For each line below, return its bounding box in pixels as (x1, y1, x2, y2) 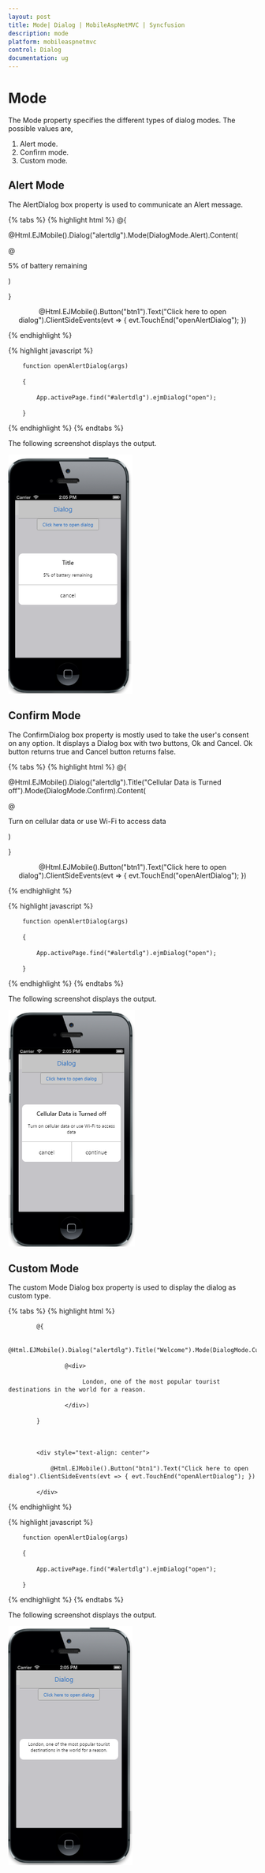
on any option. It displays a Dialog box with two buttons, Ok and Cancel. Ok (8, 738, 253, 747)
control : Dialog (8, 46, 62, 54)
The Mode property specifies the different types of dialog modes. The (8, 115, 236, 125)
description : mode (8, 29, 69, 37)
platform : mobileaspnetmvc (8, 38, 97, 46)
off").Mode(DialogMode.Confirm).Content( (8, 785, 146, 795)
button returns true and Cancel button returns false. (8, 747, 176, 756)
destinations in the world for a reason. (8, 1386, 147, 1394)
